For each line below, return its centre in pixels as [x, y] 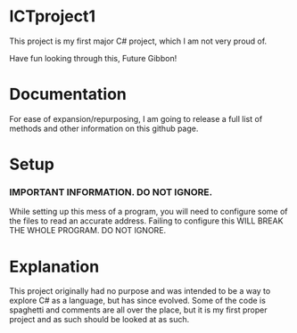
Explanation [54, 267]
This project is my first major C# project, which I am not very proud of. [138, 41]
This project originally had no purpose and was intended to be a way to [140, 291]
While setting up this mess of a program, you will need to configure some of [148, 212]
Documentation [68, 94]
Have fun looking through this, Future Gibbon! [93, 58]
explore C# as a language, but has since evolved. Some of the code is [137, 301]
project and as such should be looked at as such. [99, 320]
